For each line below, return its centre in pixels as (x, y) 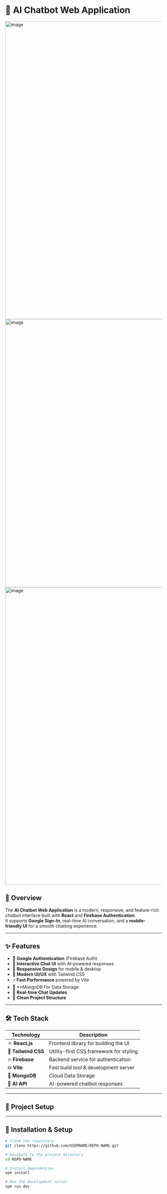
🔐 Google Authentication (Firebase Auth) (55, 958)
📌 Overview (23, 898)
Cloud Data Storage (72, 1076)
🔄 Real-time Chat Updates (40, 992)
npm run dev (17, 1187)
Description (93, 1035)
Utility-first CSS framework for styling (93, 1051)
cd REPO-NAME (19, 1159)
